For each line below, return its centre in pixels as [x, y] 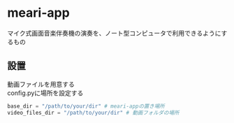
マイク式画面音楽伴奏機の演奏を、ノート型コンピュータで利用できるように [114, 33]
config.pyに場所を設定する [45, 93]
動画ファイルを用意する [41, 84]
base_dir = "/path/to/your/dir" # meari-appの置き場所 [86, 106]
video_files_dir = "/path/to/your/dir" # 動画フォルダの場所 [93, 113]
